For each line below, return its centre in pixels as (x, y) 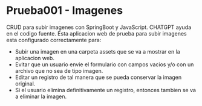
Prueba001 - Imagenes (64, 11)
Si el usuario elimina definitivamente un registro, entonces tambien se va (106, 90)
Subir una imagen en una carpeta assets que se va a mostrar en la (97, 51)
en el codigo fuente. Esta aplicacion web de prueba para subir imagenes (96, 33)
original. (25, 83)
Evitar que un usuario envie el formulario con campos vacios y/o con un (104, 64)
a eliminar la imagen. (41, 96)
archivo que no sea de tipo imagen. (59, 70)
